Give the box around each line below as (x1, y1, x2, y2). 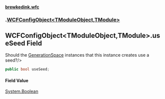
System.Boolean (5, 89, 39, 95)
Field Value (5, 77, 29, 83)
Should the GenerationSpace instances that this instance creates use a (5, 52, 150, 58)
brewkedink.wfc (5, 4, 40, 10)
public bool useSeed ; (5, 67, 50, 72)
